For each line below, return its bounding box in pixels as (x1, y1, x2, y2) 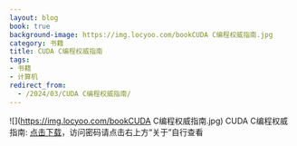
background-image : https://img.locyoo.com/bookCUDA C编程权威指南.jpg (9, 30, 273, 39)
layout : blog (9, 13, 59, 23)
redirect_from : (9, 81, 67, 90)
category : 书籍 (9, 38, 64, 48)
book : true (9, 22, 51, 31)
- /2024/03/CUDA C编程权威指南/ (17, 89, 131, 98)
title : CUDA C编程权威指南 (9, 47, 103, 56)
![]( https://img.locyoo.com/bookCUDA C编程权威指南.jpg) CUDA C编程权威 (9, 115, 288, 126)
